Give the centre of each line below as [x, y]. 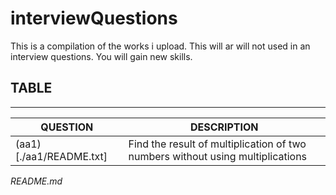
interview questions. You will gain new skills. [101, 56]
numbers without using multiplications [218, 156]
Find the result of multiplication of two [217, 144]
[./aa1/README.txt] [61, 156]
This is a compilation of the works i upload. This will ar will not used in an [160, 46]
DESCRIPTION [224, 127]
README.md [36, 181]
